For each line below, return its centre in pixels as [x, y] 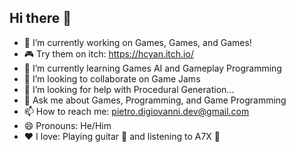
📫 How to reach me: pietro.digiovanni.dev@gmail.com [136, 111]
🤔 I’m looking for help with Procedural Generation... [129, 89]
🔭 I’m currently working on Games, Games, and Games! [137, 42]
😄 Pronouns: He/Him [67, 125]
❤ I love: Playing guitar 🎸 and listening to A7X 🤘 [122, 136]
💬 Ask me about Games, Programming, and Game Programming [155, 100]
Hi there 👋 [40, 18]
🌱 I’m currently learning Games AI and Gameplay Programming [152, 68]
